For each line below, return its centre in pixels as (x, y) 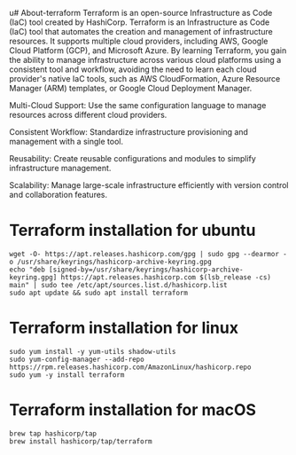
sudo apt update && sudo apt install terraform (99, 293)
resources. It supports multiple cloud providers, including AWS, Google (139, 41)
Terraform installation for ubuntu (132, 231)
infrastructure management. (60, 168)
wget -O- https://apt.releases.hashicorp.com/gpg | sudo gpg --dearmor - (148, 254)
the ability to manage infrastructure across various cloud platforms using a (145, 60)
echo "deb (27, 270)
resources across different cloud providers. (88, 115)
